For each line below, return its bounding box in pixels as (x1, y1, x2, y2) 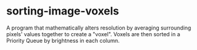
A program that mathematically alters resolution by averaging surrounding (6, 24, 192, 31)
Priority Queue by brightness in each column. (6, 37, 120, 44)
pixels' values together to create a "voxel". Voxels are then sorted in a (6, 30, 181, 37)
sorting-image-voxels (6, 4, 120, 18)
